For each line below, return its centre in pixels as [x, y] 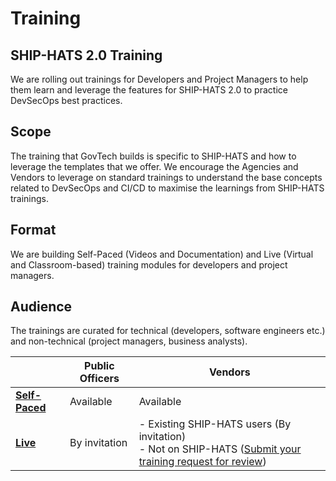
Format [33, 230]
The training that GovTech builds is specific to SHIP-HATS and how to [153, 156]
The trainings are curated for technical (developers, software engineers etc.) [168, 331]
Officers [99, 379]
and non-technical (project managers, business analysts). [129, 341]
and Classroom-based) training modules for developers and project [149, 264]
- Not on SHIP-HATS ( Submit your [220, 449]
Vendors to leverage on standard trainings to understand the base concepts [166, 177]
